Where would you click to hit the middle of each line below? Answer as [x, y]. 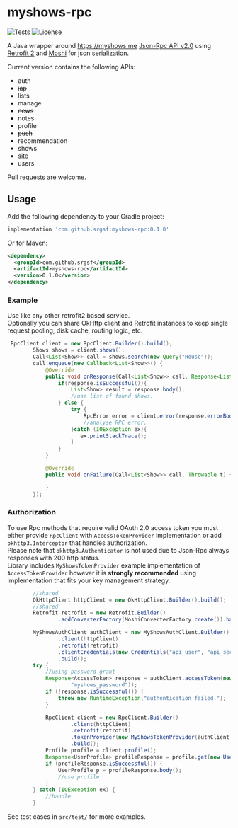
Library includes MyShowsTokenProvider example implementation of [104, 565]
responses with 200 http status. [54, 558]
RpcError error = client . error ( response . [145, 416]
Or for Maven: [28, 243]
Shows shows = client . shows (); [79, 350]
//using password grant [80, 672]
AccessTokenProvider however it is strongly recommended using [102, 573]
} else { [70, 403]
